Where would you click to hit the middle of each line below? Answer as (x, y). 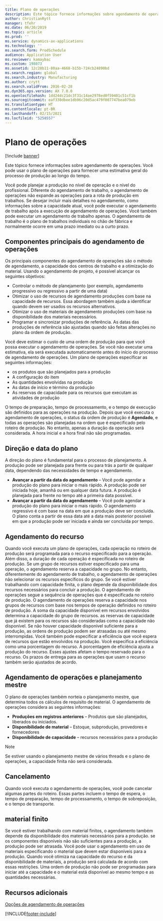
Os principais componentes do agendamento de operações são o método (79, 261)
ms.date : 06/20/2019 (26, 28)
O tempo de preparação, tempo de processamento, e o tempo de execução (81, 407)
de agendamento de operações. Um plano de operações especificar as (76, 357)
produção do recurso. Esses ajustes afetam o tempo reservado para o (75, 652)
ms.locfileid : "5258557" (30, 118)
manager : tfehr (20, 23)
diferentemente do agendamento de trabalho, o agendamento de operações (81, 574)
